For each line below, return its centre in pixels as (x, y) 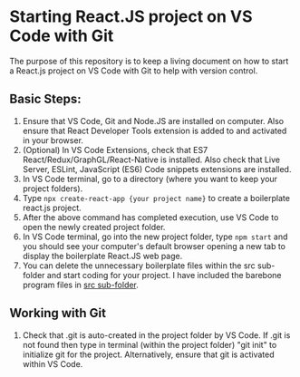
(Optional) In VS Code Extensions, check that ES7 (115, 150)
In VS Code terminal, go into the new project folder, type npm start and (155, 237)
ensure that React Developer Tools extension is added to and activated (155, 130)
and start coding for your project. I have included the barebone (164, 275)
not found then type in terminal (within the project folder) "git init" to (150, 344)
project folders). (53, 188)
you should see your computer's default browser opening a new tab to (154, 246)
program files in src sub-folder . (80, 285)
